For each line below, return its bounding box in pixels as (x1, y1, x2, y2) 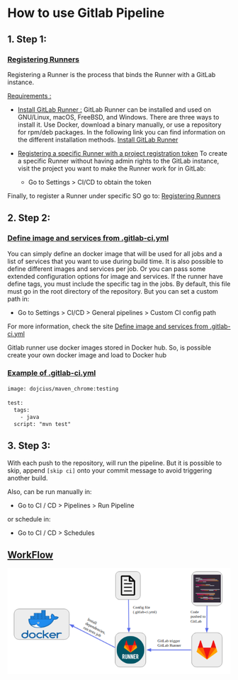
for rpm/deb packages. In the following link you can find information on (17, 127, 225, 136)
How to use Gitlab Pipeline (7, 5, 165, 21)
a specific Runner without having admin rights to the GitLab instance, (17, 156, 220, 165)
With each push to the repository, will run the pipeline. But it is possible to (7, 459, 222, 467)
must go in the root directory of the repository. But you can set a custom (7, 287, 218, 295)
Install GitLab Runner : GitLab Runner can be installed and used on (17, 105, 211, 114)
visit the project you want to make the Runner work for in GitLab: (17, 164, 206, 173)
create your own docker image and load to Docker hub (7, 350, 167, 359)
